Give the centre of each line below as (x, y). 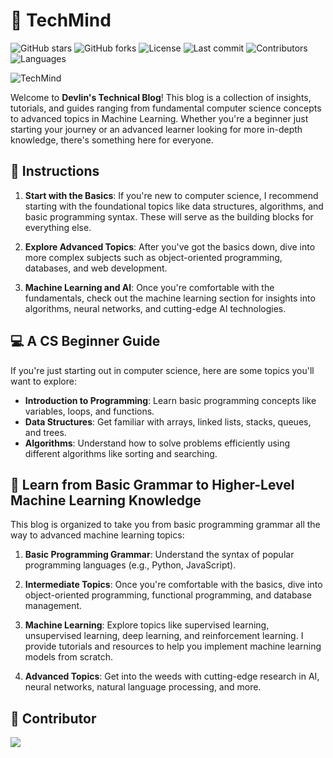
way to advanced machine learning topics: (97, 535)
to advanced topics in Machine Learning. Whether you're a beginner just (159, 118)
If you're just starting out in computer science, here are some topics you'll (162, 370)
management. (53, 606)
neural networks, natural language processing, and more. (143, 687)
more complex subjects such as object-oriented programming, (153, 257)
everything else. (58, 227)
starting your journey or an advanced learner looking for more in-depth (156, 129)
